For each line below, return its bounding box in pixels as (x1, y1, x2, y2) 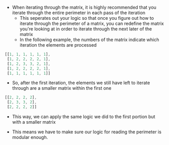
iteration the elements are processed (19, 42, 97, 48)
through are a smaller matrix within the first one (12, 85, 112, 91)
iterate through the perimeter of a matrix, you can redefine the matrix (19, 20, 164, 26)
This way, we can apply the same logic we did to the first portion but (12, 114, 155, 120)
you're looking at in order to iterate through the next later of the (19, 26, 152, 32)
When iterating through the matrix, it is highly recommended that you (12, 5, 157, 10)
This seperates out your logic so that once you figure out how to (19, 15, 154, 21)
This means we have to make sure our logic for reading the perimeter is (12, 129, 162, 135)
